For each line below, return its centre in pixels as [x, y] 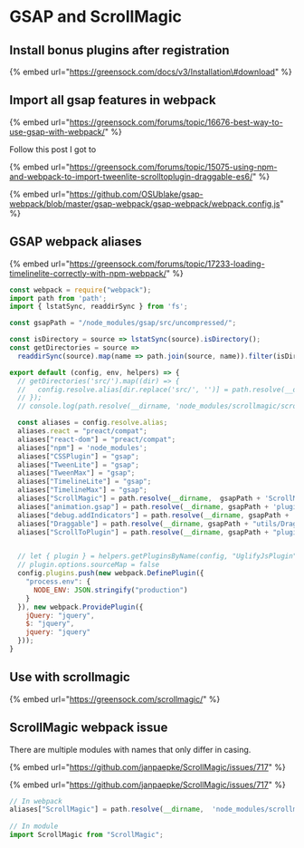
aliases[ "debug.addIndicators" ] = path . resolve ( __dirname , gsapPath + [153, 515]
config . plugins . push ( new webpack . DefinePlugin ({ [111, 573]
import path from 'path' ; [58, 298]
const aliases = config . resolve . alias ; [93, 423]
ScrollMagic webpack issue [89, 728]
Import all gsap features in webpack [113, 100]
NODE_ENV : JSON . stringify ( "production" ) [110, 590]
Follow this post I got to [53, 149]
